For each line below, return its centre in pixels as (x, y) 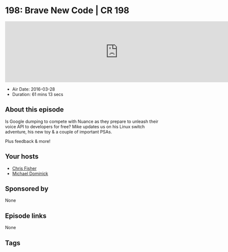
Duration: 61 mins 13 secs (38, 94)
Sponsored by (27, 188)
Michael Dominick (30, 174)
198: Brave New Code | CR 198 (67, 10)
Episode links (26, 216)
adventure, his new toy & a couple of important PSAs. (58, 132)
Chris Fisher (24, 168)
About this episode (35, 110)
